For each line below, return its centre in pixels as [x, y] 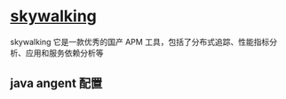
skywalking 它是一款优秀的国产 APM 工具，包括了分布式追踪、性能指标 [140, 42]
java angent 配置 [56, 84]
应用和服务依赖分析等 [64, 53]
